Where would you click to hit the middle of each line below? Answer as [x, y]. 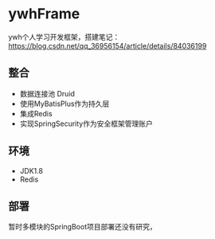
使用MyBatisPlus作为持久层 [64, 104]
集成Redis [36, 113]
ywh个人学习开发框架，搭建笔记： [64, 37]
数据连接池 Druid [47, 93]
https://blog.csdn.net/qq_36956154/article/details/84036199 [107, 45]
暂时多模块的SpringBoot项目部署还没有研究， [82, 227]
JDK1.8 [31, 170]
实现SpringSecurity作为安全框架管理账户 [86, 123]
